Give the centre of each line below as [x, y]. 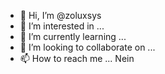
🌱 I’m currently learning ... [73, 36]
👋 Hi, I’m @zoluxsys [60, 15]
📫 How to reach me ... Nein [77, 58]
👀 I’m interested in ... [62, 26]
